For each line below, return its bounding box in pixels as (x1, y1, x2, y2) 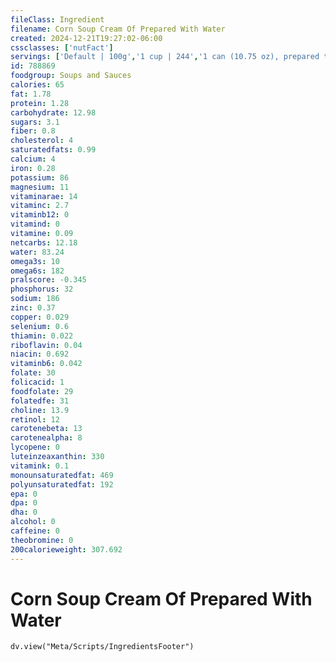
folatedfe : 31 (10, 396, 70, 406)
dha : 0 (10, 507, 38, 518)
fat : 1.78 (10, 89, 52, 99)
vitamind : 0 (10, 219, 60, 230)
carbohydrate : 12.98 (10, 107, 97, 118)
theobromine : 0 (10, 535, 74, 545)
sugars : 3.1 (10, 117, 60, 127)
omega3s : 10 (10, 256, 60, 266)
